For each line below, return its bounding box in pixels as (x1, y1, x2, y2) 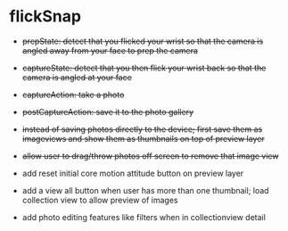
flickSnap (9, 6, 82, 27)
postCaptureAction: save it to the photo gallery (21, 106, 194, 117)
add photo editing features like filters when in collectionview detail (21, 211, 266, 222)
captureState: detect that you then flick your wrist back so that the (21, 62, 267, 73)
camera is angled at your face (21, 71, 132, 82)
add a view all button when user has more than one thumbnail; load (21, 185, 269, 195)
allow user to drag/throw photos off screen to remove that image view (21, 150, 279, 161)
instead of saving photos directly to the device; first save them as (21, 123, 263, 135)
